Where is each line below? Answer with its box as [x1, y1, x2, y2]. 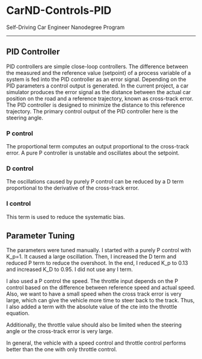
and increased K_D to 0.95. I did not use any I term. [6, 266, 133, 273]
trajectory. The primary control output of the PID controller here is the [6, 107, 179, 115]
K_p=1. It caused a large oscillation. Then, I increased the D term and [6, 253, 177, 260]
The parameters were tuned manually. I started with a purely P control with [6, 247, 191, 254]
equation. [6, 310, 30, 317]
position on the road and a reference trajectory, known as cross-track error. [6, 95, 194, 102]
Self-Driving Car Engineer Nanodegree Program [6, 24, 125, 31]
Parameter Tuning [6, 230, 75, 241]
